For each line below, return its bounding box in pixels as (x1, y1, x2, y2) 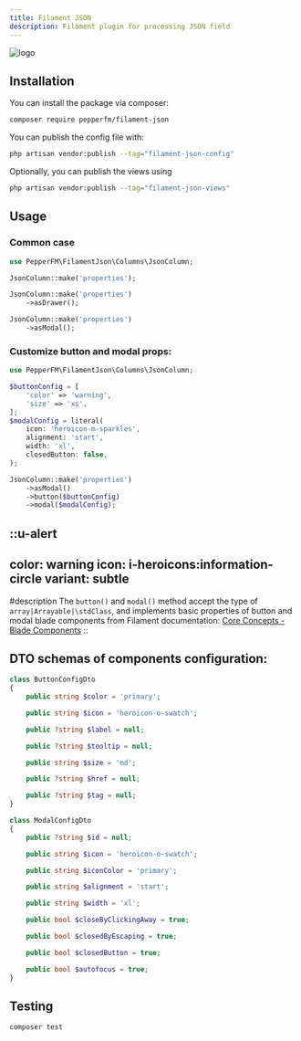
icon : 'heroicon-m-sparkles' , (26, 425, 141, 434)
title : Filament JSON (9, 13, 92, 23)
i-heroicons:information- (129, 557, 274, 573)
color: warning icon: (9, 557, 127, 573)
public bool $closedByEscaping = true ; (26, 932, 178, 941)
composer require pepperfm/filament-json (9, 115, 170, 124)
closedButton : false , (26, 450, 108, 459)
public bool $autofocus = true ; (26, 964, 149, 973)
